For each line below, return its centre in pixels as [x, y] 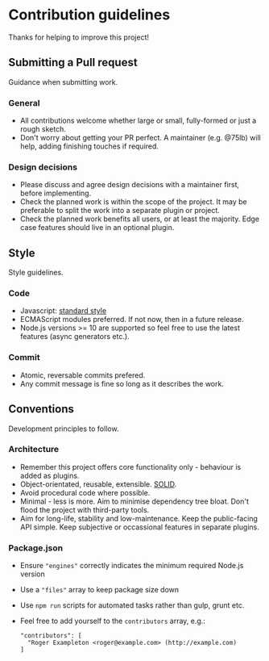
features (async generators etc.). [75, 337]
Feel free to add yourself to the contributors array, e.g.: [112, 621]
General [24, 102]
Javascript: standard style [63, 311]
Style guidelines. [36, 273]
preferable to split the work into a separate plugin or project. [120, 211]
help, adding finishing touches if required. [89, 146]
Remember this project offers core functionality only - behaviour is [130, 466]
